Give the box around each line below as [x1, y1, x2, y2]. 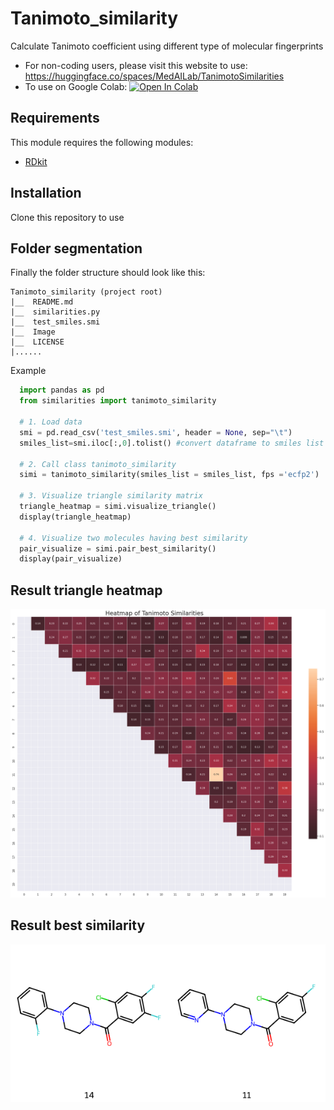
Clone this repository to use [10, 211, 125, 223]
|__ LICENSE [10, 337, 65, 347]
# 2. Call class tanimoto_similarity [19, 459, 177, 469]
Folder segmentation [10, 240, 143, 257]
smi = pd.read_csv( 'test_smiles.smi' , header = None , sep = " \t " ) [19, 427, 293, 437]
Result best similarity [10, 917, 146, 934]
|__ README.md [10, 297, 74, 307]
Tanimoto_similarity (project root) [10, 287, 163, 297]
